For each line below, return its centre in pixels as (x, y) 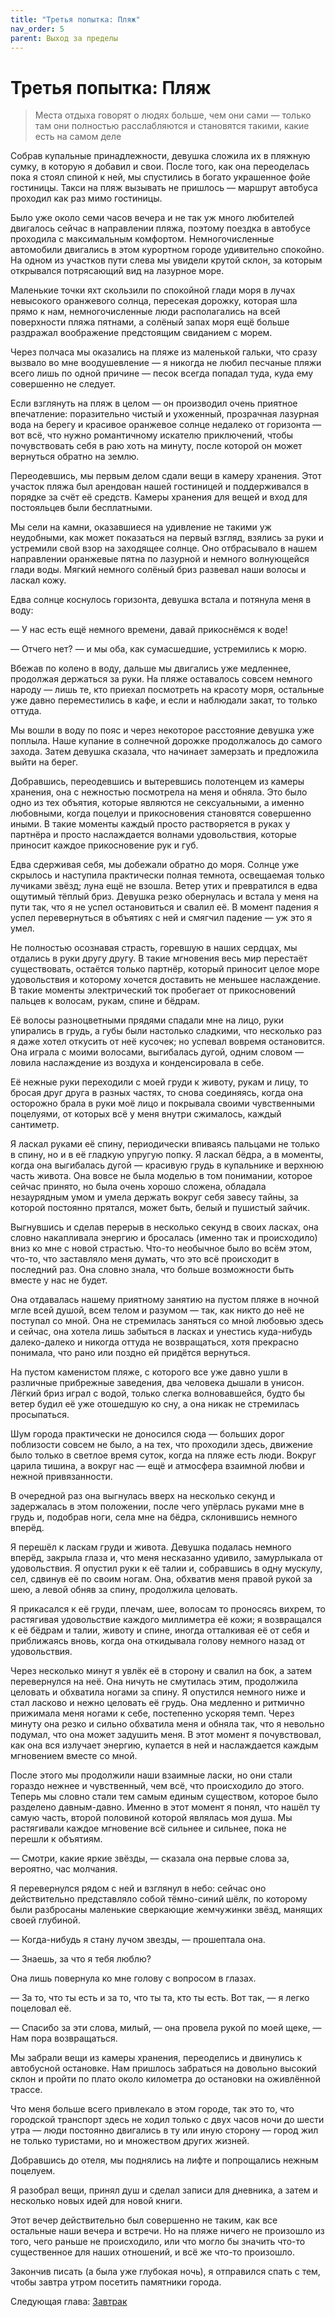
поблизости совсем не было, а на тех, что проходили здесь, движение (162, 1445)
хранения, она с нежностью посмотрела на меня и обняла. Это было (159, 792)
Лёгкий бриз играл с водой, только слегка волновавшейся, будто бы (157, 1393)
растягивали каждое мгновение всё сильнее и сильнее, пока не (148, 1828)
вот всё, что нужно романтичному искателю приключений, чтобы (152, 435)
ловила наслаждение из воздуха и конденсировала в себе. (137, 1063)
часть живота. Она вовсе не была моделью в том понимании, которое (161, 1176)
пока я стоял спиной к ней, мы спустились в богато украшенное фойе (160, 177)
